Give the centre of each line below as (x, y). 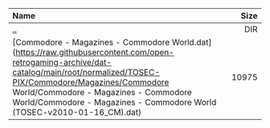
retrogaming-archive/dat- (62, 62)
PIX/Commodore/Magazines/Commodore (91, 82)
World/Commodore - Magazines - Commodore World (115, 102)
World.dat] (192, 42)
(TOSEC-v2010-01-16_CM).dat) (77, 112)
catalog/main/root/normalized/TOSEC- (86, 72)
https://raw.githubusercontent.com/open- (95, 52)
